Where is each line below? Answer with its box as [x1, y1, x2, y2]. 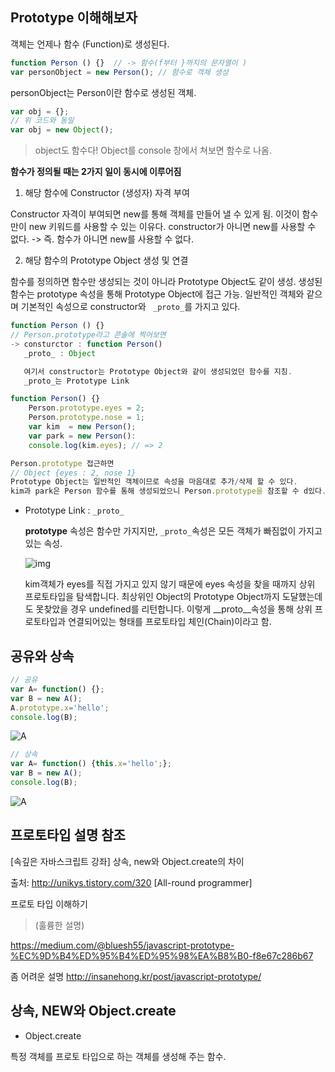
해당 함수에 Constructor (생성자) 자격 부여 [24, 187, 190, 199]
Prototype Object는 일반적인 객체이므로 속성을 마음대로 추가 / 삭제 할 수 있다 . [10, 477, 298, 487]
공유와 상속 [10, 648, 75, 665]
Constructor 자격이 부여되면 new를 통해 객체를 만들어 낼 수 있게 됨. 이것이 [10, 208, 300, 220]
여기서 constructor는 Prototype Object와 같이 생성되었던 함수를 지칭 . [23, 366, 293, 377]
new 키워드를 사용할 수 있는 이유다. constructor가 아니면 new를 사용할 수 [28, 221, 317, 233]
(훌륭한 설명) [34, 919, 85, 931]
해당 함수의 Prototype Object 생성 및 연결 [24, 254, 189, 267]
